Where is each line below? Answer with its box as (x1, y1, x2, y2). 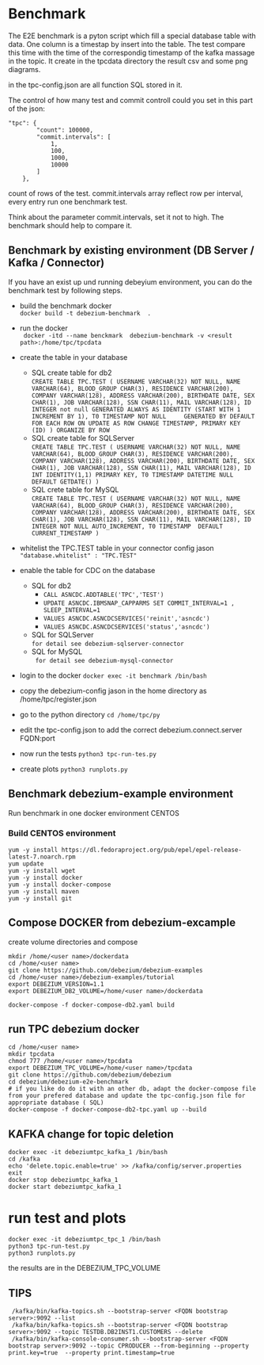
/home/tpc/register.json (19, 694, 97, 704)
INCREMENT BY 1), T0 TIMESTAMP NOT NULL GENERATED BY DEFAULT (31, 412, 255, 420)
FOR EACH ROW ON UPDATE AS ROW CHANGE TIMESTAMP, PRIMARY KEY (31, 419, 241, 427)
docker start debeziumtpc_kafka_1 (8, 1183, 123, 1191)
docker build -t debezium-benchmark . (19, 309, 152, 317)
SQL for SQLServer (31, 629, 94, 639)
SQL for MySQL (31, 647, 83, 656)
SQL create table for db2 (31, 368, 112, 377)
